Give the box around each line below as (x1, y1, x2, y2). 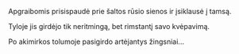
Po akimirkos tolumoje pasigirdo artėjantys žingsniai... (8, 37, 185, 46)
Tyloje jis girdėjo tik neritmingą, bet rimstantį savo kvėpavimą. (8, 22, 210, 31)
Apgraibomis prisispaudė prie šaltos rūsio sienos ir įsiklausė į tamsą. (8, 7, 232, 16)
